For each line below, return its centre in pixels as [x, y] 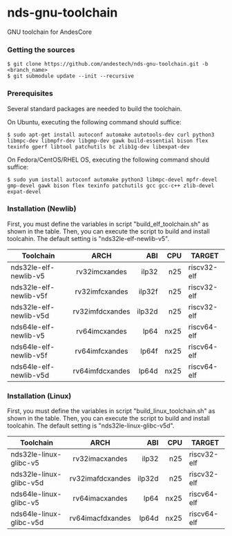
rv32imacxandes [100, 459]
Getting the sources [41, 50]
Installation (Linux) [39, 396]
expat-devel [24, 191]
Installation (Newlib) [42, 209]
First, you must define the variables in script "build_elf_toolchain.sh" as [108, 224]
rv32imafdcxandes [100, 479]
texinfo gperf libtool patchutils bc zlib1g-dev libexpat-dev [98, 146]
